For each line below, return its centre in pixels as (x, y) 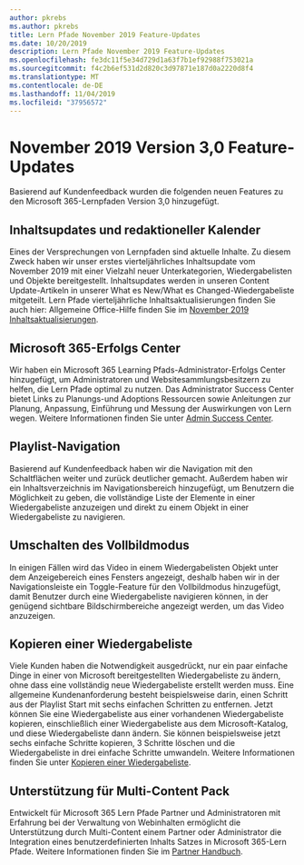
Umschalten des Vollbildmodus (100, 546)
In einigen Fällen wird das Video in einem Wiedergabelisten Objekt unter (144, 567)
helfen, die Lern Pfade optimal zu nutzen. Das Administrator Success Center (152, 389)
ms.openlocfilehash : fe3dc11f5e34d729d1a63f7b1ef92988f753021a (132, 60)
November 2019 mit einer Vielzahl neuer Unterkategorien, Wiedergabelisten (151, 271)
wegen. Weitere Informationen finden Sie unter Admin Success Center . (142, 418)
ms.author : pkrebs (44, 26)
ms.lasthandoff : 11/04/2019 (63, 94)
